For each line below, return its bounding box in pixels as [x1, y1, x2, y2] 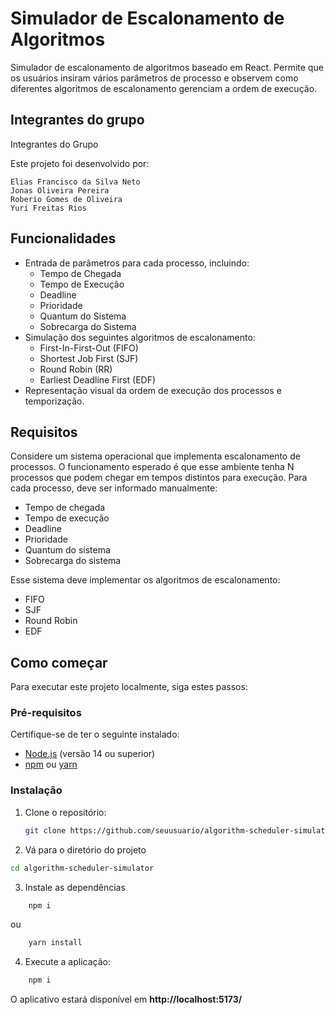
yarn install [28, 938, 83, 948]
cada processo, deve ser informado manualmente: [10, 482, 218, 494]
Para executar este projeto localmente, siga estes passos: [10, 681, 248, 693]
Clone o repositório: [24, 806, 107, 818]
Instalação [10, 783, 63, 797]
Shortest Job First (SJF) [39, 352, 139, 364]
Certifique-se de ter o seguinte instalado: [10, 728, 180, 741]
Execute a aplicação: [24, 956, 111, 968]
